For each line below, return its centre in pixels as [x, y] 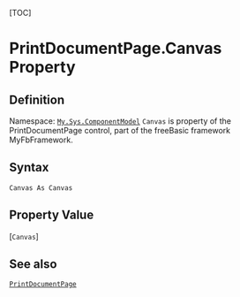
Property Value [52, 215]
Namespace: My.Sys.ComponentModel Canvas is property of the [120, 121]
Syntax [29, 168]
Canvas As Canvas [41, 188]
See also [33, 264]
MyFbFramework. [41, 140]
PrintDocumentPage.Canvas [116, 49]
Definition [37, 99]
